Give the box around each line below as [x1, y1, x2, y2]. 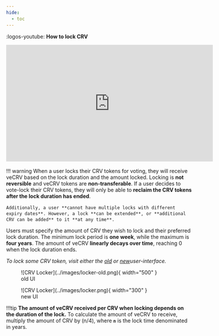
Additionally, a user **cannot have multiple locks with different [6, 204, 176, 210]
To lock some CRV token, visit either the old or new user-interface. [6, 257, 166, 264]
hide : [6, 9, 19, 15]
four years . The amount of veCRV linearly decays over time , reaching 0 [6, 239, 182, 247]
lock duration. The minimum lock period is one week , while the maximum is [6, 233, 189, 240]
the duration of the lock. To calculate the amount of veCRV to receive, [6, 311, 178, 318]
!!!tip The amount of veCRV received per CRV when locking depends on [6, 304, 184, 311]
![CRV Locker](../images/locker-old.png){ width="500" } [21, 268, 158, 276]
